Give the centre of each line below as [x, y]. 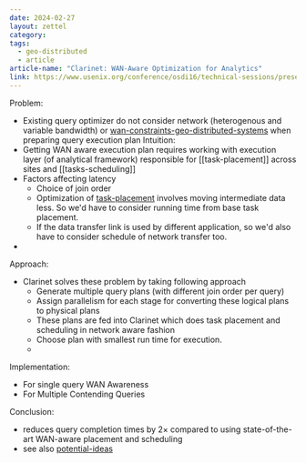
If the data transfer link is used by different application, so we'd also [163, 226]
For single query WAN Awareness [86, 384]
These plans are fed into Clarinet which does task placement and [158, 320]
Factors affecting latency [69, 178]
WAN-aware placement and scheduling [109, 438]
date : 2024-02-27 [42, 18]
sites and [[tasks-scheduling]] [79, 168]
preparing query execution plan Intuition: [99, 140]
